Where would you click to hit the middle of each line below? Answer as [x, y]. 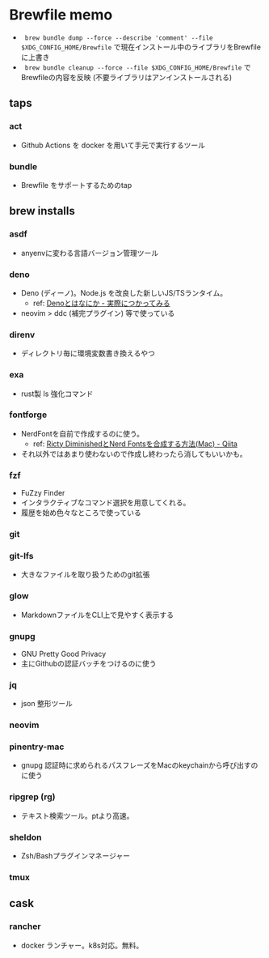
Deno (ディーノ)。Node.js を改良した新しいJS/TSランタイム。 [124, 292]
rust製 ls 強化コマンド [57, 394]
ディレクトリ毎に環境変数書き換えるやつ [88, 353]
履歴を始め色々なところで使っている [81, 513]
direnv [22, 334]
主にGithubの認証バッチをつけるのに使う [88, 663]
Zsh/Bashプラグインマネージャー [76, 856]
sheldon [26, 837]
